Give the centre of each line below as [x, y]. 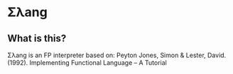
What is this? [37, 38]
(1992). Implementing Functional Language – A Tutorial [87, 63]
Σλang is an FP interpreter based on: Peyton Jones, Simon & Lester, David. [117, 55]
